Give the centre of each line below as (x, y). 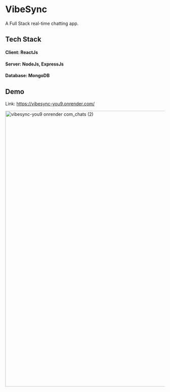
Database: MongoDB (27, 76)
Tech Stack (23, 39)
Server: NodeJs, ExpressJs (35, 64)
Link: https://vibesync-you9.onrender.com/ (50, 104)
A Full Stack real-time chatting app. (42, 23)
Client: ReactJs (22, 52)
